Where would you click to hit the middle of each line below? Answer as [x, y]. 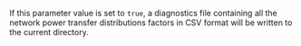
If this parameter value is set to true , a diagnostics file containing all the [144, 13]
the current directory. [49, 32]
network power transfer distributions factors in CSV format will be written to [151, 23]
